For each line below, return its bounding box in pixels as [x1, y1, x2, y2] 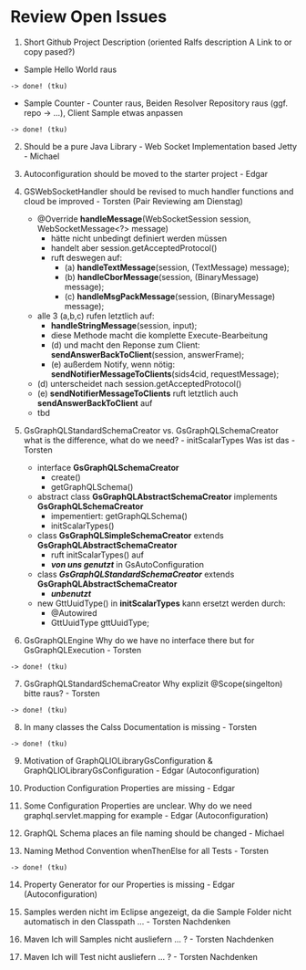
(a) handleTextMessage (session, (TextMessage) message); [64, 262, 290, 273]
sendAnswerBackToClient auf [36, 397, 153, 408]
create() [50, 472, 81, 483]
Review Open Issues [10, 6, 168, 27]
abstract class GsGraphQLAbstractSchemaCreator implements [36, 491, 278, 502]
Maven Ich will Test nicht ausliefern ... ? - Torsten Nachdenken [23, 951, 258, 962]
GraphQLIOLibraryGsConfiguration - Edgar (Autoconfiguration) [23, 765, 260, 776]
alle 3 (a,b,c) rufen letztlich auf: [36, 310, 155, 321]
